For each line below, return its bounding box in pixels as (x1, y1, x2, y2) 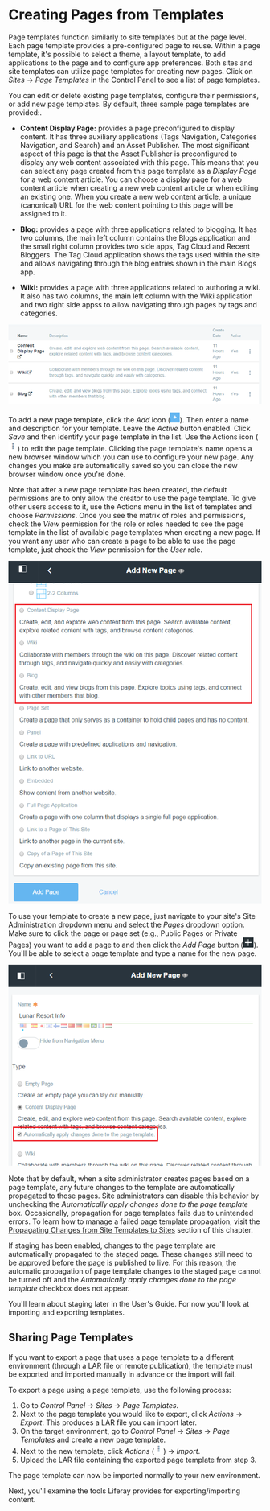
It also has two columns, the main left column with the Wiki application (19, 291, 253, 301)
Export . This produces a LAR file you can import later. (19, 1418, 197, 1427)
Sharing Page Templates (8, 1331, 133, 1344)
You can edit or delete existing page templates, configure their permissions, (8, 90, 260, 100)
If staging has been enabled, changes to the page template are (8, 1241, 216, 1250)
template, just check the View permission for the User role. (8, 545, 203, 554)
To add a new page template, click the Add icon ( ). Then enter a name (8, 414, 249, 424)
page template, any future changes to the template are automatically (8, 1182, 235, 1192)
